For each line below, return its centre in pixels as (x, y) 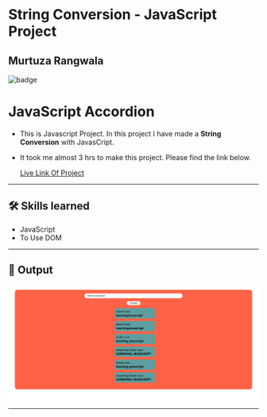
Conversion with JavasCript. (67, 142)
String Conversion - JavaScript (112, 15)
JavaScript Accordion (81, 112)
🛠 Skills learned (49, 207)
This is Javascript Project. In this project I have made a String (120, 133)
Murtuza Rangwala (56, 61)
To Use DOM (41, 237)
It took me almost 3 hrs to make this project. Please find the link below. (135, 157)
